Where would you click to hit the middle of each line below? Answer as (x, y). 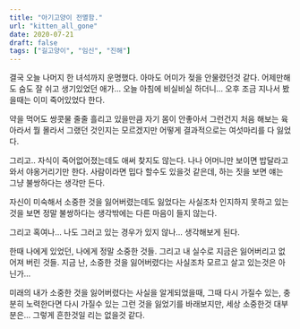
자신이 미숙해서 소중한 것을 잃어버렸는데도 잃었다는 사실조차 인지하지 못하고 (141, 202)
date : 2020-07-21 (42, 34)
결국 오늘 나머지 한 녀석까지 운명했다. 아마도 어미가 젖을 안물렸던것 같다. (134, 78)
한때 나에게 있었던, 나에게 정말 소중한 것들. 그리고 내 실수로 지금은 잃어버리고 (143, 251)
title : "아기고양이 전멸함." (56, 17)
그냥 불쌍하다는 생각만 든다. (57, 183)
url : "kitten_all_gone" (54, 26)
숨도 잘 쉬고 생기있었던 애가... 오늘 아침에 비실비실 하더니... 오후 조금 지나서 (149, 89)
